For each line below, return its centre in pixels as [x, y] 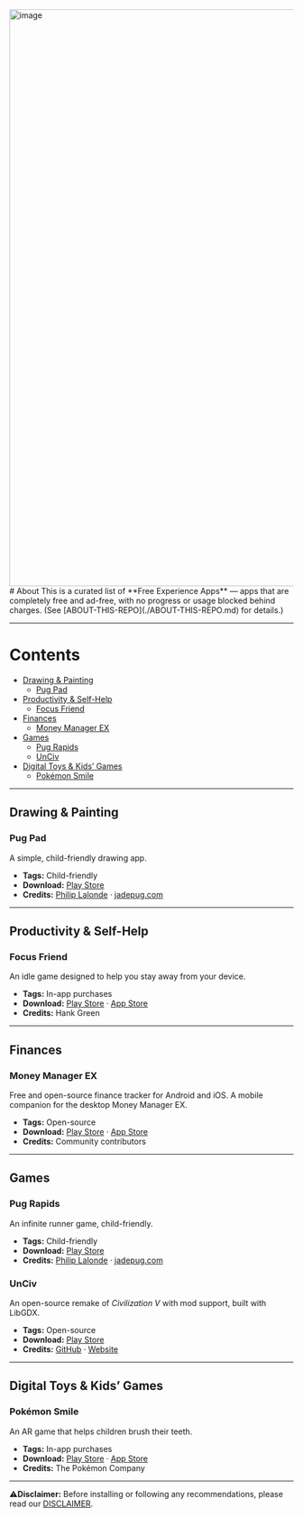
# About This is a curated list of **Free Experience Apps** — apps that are [149, 591]
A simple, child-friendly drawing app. [78, 858]
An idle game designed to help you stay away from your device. [128, 976]
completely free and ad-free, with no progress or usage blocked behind [142, 600]
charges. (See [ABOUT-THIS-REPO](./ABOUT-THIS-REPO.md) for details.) [147, 610]
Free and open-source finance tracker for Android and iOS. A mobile [137, 1095]
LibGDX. [25, 1312]
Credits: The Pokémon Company [84, 1467]
